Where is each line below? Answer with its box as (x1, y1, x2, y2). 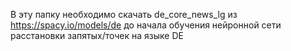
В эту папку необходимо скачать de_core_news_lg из (10, 9, 238, 20)
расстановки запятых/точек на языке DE (10, 30, 184, 41)
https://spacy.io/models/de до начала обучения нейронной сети (10, 19, 282, 31)
